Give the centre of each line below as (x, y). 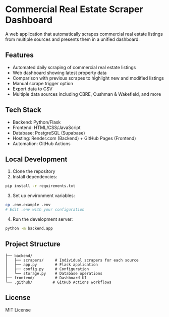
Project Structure (33, 244)
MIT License (18, 310)
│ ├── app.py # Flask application (52, 265)
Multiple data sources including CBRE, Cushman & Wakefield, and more (87, 94)
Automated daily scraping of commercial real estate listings (74, 67)
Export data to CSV (33, 89)
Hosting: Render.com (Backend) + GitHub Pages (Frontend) (74, 138)
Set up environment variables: (44, 196)
